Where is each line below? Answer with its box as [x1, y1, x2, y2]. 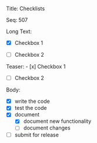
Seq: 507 [6, 17, 28, 23]
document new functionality [23, 118, 92, 125]
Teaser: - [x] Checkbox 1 [6, 63, 66, 70]
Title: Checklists [6, 5, 45, 12]
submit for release [14, 131, 59, 138]
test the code [14, 105, 47, 112]
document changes [23, 124, 71, 132]
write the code [14, 97, 50, 105]
